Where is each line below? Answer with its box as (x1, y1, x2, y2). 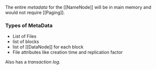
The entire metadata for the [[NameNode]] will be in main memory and (5, 4, 151, 10)
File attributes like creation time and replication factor (12, 49, 123, 55)
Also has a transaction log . (5, 59, 61, 65)
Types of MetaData (5, 22, 53, 29)
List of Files (12, 33, 37, 39)
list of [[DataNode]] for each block (12, 44, 84, 50)
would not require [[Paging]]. (5, 9, 65, 15)
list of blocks (12, 38, 39, 44)
